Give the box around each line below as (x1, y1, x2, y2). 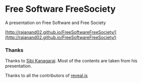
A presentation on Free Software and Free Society (5, 20, 106, 26)
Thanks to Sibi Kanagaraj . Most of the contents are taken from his (5, 58, 138, 64)
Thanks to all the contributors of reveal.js (5, 73, 88, 79)
